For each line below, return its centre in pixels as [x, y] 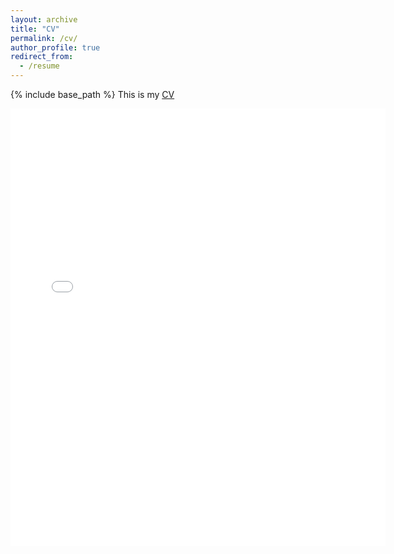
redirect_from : [42, 57]
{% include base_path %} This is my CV [92, 94]
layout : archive [44, 19]
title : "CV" [35, 29]
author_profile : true [55, 47]
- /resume [39, 66]
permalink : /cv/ [44, 38]
